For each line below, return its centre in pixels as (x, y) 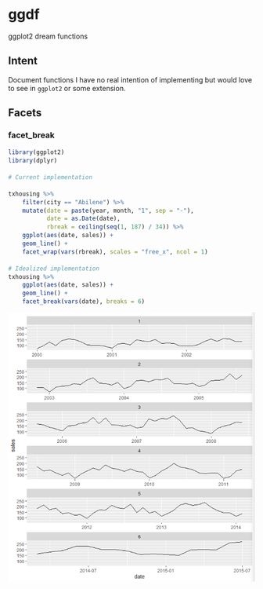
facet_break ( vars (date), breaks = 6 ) (84, 302)
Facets (25, 113)
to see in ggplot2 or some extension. (67, 88)
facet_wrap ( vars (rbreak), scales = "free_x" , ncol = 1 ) (115, 252)
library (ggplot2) (36, 152)
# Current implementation (50, 177)
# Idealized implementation (54, 269)
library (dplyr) (33, 161)
